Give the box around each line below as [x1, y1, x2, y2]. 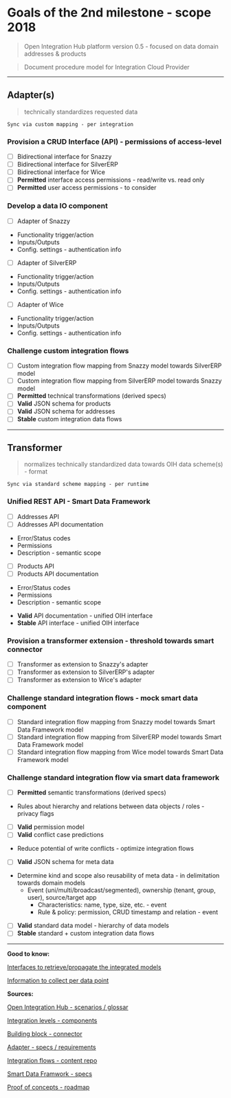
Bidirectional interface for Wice [16, 168, 105, 176]
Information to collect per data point [7, 976, 109, 984]
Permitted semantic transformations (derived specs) [16, 788, 166, 796]
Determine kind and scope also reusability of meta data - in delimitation [16, 872, 220, 880]
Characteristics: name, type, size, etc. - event [37, 900, 167, 909]
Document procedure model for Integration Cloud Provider [23, 63, 190, 71]
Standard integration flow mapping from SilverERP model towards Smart [16, 732, 222, 741]
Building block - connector [7, 1029, 82, 1037]
